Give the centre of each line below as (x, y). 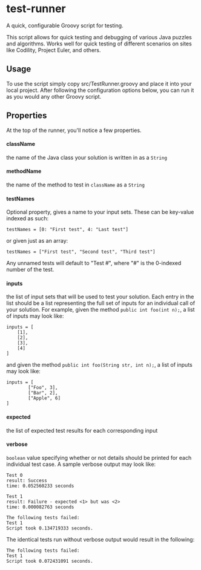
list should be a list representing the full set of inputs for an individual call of (101, 303)
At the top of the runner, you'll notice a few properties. (74, 130)
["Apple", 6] (44, 398)
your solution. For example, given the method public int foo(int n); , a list (100, 310)
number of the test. (30, 270)
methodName (24, 171)
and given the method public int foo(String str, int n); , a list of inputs (99, 365)
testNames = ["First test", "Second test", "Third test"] (81, 252)
